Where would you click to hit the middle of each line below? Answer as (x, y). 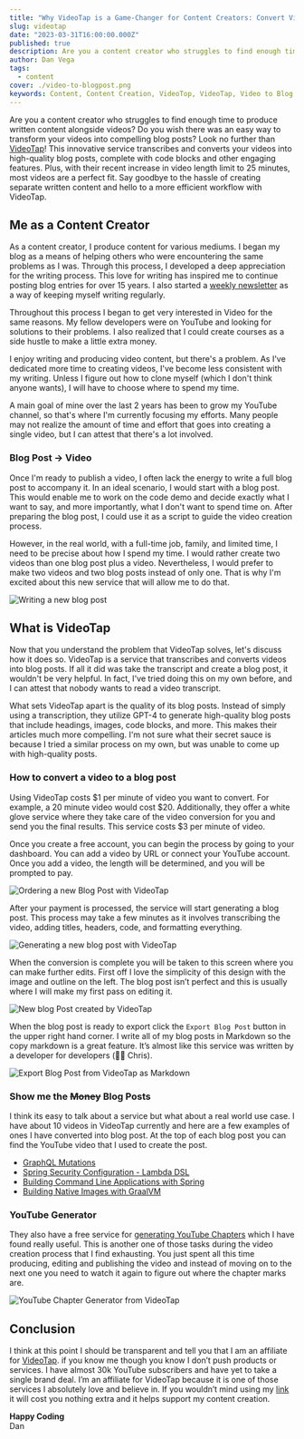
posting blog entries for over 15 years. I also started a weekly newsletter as (149, 286)
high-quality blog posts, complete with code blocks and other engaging (142, 158)
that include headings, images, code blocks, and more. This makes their (143, 725)
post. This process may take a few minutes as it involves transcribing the (145, 918)
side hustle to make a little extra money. (83, 342)
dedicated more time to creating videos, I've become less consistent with (146, 369)
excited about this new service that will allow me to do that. (120, 582)
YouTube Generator (53, 1214)
